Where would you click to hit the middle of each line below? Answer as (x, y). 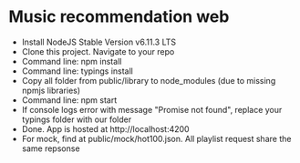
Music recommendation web (119, 17)
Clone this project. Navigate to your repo (98, 51)
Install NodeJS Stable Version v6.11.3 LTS (99, 42)
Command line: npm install (72, 61)
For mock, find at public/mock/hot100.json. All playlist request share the (156, 138)
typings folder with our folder (77, 119)
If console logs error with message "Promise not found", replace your (152, 109)
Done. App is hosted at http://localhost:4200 (105, 128)
